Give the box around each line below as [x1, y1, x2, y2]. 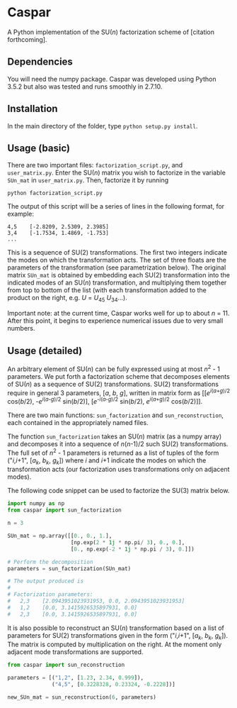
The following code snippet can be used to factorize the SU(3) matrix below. [7, 487, 230, 495]
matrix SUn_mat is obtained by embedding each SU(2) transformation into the [7, 271, 230, 280]
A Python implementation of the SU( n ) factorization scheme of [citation [7, 28, 214, 36]
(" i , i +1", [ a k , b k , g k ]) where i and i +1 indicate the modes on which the [7, 455, 207, 466]
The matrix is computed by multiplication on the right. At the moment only [7, 640, 222, 649]
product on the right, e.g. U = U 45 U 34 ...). [7, 294, 127, 304]
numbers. [7, 324, 35, 333]
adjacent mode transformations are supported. [7, 648, 144, 656]
